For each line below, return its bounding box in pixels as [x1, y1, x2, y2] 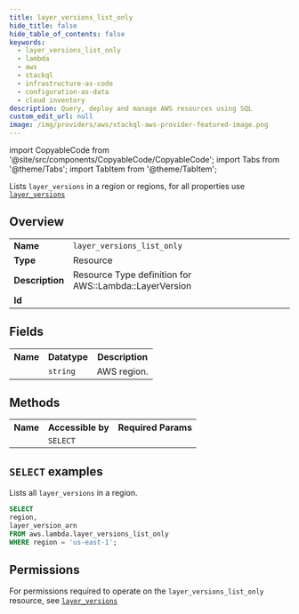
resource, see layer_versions [9, 595, 118, 606]
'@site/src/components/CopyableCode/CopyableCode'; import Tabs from [9, 155, 280, 164]
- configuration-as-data [17, 87, 109, 96]
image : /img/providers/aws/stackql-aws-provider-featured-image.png [9, 121, 269, 130]
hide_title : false [9, 21, 77, 30]
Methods [9, 395, 61, 411]
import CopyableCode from [9, 145, 109, 155]
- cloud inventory [17, 95, 86, 105]
